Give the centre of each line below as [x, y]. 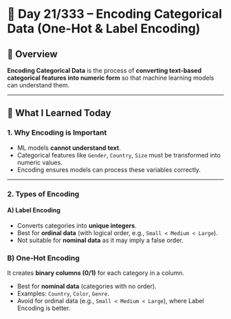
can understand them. [38, 85]
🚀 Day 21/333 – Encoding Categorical [114, 14]
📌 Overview [32, 54]
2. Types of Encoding [43, 194]
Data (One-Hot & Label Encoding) [104, 29]
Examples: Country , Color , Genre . [63, 294]
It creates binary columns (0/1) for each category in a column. [96, 273]
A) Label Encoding [34, 210]
